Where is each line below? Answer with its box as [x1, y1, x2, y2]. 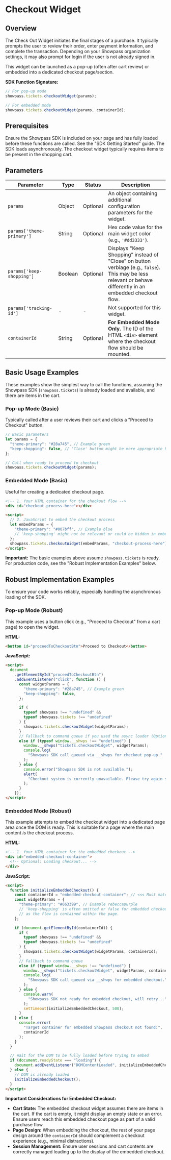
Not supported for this [107, 304, 161, 311]
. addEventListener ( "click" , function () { [14, 677, 106, 682]
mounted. [107, 351, 131, 358]
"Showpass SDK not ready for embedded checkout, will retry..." [27, 996, 167, 1001]
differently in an [107, 283, 146, 290]
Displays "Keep [107, 245, 145, 252]
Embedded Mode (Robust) [5, 807, 72, 815]
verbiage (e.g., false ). [107, 264, 161, 271]
